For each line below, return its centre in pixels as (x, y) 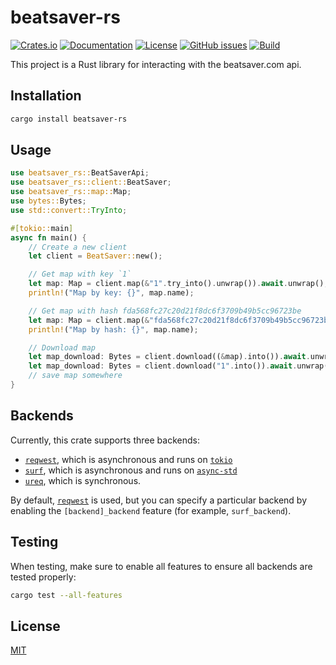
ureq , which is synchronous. (83, 480)
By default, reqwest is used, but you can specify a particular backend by (158, 500)
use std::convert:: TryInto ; (69, 210)
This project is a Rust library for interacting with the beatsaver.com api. (156, 64)
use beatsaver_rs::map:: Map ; (71, 192)
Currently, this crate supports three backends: (105, 440)
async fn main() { (48, 237)
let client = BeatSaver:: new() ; (95, 256)
